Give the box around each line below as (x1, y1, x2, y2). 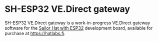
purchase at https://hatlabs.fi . (4, 30, 66, 36)
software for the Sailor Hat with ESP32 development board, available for (4, 25, 153, 31)
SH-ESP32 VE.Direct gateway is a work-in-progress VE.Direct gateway (4, 20, 150, 26)
